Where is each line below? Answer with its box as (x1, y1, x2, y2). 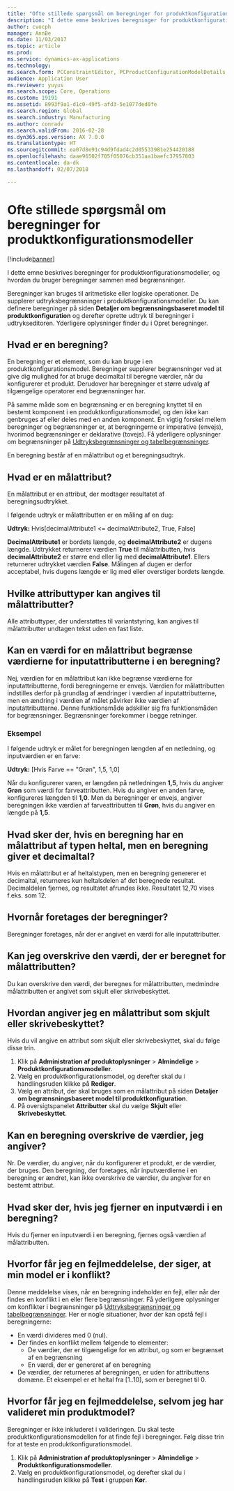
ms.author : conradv (7, 120, 64, 128)
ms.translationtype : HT (7, 140, 77, 147)
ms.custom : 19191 (7, 95, 58, 102)
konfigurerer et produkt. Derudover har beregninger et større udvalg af (7, 379, 210, 388)
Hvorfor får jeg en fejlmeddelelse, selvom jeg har (7, 1395, 224, 1407)
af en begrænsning (27, 1353, 83, 1361)
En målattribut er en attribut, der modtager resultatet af (7, 490, 165, 499)
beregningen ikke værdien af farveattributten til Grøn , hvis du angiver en (7, 801, 215, 810)
